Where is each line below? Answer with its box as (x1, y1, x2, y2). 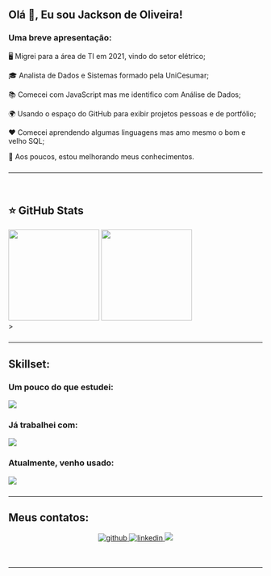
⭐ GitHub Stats (8, 204, 84, 217)
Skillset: (8, 357, 50, 371)
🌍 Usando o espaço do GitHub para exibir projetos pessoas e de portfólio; (8, 108, 256, 118)
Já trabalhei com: (8, 419, 78, 431)
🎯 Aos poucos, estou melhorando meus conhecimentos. (8, 151, 195, 162)
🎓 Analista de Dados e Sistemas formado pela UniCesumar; (8, 70, 210, 80)
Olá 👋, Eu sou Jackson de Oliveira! (8, 8, 183, 22)
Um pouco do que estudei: (8, 381, 115, 393)
